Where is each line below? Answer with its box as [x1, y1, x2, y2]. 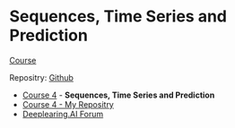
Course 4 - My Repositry [22, 98, 114, 109]
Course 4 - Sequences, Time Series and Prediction [22, 90, 215, 100]
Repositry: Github [9, 72, 74, 82]
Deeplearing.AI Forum [22, 108, 104, 119]
